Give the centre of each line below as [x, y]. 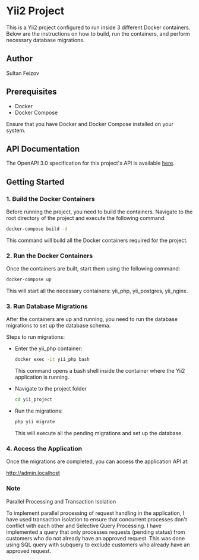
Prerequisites [31, 92]
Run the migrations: [39, 411]
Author [19, 59]
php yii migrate [35, 422]
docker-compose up [29, 280]
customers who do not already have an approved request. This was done [96, 538]
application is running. [42, 377]
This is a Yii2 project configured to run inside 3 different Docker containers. [98, 27]
